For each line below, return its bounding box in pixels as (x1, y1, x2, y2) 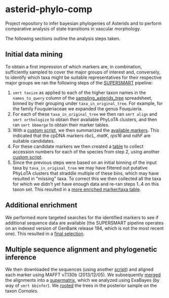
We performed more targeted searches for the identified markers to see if (5, 214, 159, 221)
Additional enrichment (5, 201, 77, 209)
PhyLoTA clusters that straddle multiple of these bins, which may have (12, 170, 159, 176)
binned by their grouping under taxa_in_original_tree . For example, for (12, 100, 163, 106)
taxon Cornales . (5, 288, 39, 294)
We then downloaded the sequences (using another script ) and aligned (5, 267, 154, 273)
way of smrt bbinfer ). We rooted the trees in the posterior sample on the (5, 282, 157, 289)
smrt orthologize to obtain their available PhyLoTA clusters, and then (12, 116, 157, 122)
